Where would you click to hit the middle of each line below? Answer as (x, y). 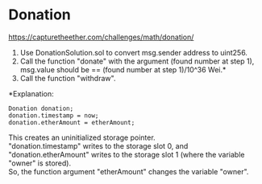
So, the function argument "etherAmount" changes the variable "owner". (129, 171)
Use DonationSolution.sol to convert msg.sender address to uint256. (134, 52)
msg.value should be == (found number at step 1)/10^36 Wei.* (123, 69)
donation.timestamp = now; (54, 115)
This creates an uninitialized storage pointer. (82, 137)
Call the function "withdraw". (68, 78)
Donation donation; (41, 108)
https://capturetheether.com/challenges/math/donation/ (101, 37)
